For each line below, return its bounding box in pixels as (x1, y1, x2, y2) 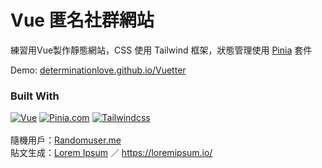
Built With (10, 89, 60, 103)
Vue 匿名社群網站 (10, 9, 155, 32)
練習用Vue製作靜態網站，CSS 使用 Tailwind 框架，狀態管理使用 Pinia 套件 (10, 44, 313, 56)
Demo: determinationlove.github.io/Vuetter (10, 64, 187, 76)
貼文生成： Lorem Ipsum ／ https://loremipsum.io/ (10, 147, 213, 159)
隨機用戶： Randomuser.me (10, 134, 122, 146)
